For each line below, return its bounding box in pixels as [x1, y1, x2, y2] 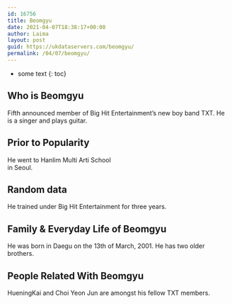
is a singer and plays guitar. [7, 116, 88, 125]
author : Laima [7, 30, 50, 38]
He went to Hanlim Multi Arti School [7, 155, 111, 164]
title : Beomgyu [7, 17, 52, 24]
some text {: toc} [17, 69, 67, 78]
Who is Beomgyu [7, 90, 84, 102]
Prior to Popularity [7, 137, 90, 149]
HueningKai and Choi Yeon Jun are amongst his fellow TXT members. [7, 288, 211, 297]
